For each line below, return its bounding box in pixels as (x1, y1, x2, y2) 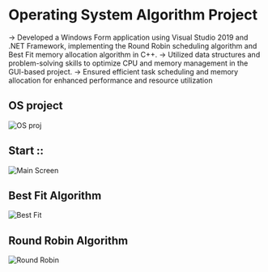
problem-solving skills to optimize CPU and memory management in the (8, 58, 249, 68)
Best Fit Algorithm (8, 189, 102, 202)
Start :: (8, 144, 45, 158)
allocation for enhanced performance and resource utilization (8, 75, 213, 85)
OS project (8, 99, 63, 113)
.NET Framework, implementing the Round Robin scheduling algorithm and (8, 40, 257, 50)
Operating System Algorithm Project (8, 6, 257, 24)
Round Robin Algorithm (8, 233, 128, 248)
